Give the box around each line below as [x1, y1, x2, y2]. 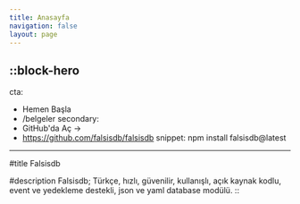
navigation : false [9, 21, 78, 30]
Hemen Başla [21, 104, 71, 115]
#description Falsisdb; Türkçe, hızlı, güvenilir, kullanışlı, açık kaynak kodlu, [9, 175, 282, 186]
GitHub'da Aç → [21, 123, 82, 134]
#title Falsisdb [9, 158, 61, 169]
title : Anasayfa [9, 13, 70, 22]
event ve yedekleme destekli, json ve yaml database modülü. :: [9, 185, 239, 196]
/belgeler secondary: [21, 114, 100, 124]
